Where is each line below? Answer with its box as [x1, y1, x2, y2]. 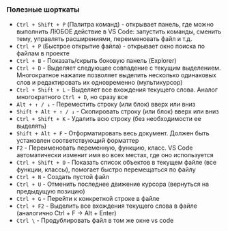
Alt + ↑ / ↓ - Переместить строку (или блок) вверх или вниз [16, 100, 196, 109]
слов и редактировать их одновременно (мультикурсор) [16, 79, 183, 87]
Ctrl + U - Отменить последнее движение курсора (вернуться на [16, 180, 210, 189]
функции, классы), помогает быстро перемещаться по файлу [16, 165, 196, 174]
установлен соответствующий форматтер [16, 137, 139, 145]
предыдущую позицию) [16, 187, 86, 195]
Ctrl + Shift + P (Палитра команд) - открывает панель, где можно [16, 21, 214, 29]
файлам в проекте [16, 49, 70, 57]
